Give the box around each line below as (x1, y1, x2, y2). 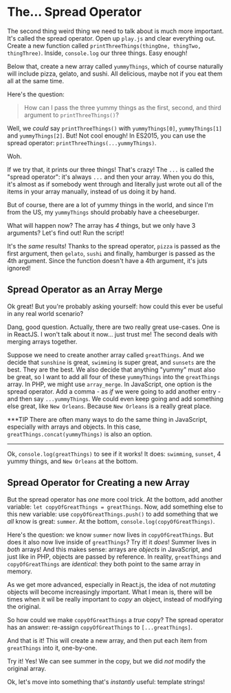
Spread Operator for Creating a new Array (7, 477, 190, 489)
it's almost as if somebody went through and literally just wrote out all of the (7, 180, 222, 188)
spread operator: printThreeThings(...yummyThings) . (7, 138, 157, 147)
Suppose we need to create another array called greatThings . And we (7, 350, 205, 359)
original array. (7, 664, 47, 672)
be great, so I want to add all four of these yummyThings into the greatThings (7, 372, 220, 381)
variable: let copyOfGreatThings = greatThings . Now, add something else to (7, 502, 223, 511)
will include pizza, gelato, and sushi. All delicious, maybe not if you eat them (7, 70, 223, 78)
